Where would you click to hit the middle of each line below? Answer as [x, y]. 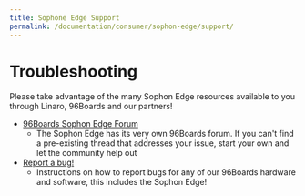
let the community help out [86, 153]
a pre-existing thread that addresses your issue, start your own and [163, 143]
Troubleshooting [74, 72]
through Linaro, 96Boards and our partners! [91, 107]
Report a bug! [48, 163]
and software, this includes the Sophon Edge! [122, 182]
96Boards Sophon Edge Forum [81, 124]
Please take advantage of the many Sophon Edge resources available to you [152, 97]
